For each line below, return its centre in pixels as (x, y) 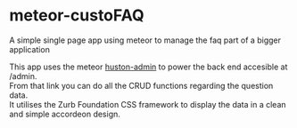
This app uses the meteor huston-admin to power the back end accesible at (148, 67)
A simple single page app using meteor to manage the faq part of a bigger (145, 40)
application (30, 49)
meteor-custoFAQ (77, 16)
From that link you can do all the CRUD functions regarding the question (141, 85)
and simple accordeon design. (65, 114)
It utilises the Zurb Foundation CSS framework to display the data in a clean (148, 104)
